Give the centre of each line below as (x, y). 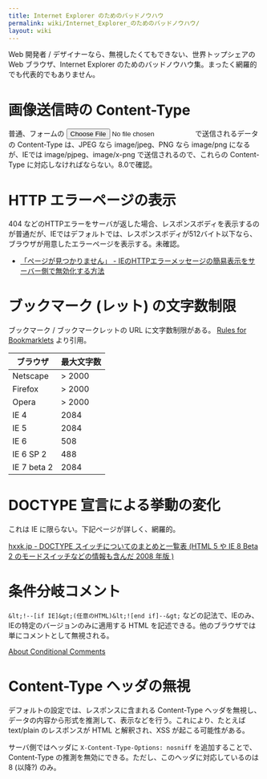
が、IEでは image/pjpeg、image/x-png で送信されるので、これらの (118, 155)
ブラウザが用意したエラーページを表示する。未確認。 (96, 244)
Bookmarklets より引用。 (49, 340)
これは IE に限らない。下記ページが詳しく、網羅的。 (94, 529)
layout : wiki (30, 30)
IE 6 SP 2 (30, 454)
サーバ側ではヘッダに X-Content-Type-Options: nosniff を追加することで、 (132, 747)
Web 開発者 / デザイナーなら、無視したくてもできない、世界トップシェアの (132, 55)
